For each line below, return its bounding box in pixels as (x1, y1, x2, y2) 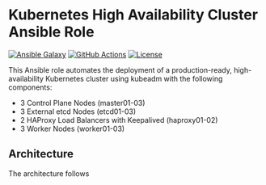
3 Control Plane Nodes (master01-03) (19, 98, 146, 107)
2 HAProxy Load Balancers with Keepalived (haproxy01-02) (19, 115, 218, 124)
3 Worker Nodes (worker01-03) (19, 124, 125, 133)
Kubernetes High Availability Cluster (8, 6, 259, 24)
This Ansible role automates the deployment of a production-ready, (8, 65, 232, 74)
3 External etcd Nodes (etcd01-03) (19, 107, 137, 116)
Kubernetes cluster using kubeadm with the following (45, 74, 223, 83)
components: (8, 82, 53, 92)
